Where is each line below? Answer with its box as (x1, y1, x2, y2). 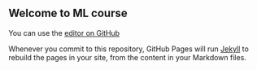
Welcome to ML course (8, 7, 128, 20)
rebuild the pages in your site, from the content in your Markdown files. (8, 52, 246, 62)
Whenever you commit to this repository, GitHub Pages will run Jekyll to (8, 44, 250, 54)
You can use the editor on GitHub (8, 28, 120, 37)
